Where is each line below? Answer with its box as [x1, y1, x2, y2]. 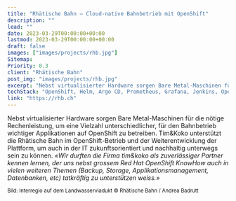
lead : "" [7, 23, 33, 30]
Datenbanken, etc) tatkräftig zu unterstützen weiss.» [7, 174, 160, 182]
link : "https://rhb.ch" [7, 95, 77, 102]
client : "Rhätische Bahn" [7, 69, 83, 76]
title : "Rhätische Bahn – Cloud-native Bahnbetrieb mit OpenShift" [7, 10, 209, 18]
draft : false [7, 43, 46, 50]
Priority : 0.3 [7, 62, 49, 69]
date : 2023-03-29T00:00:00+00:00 [7, 29, 105, 37]
